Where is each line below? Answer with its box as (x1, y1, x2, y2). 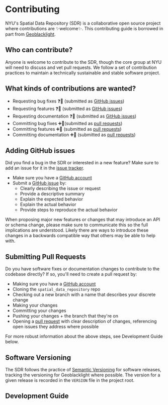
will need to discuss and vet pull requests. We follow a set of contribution (5, 64, 157, 70)
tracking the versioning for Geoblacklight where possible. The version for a (5, 372, 160, 378)
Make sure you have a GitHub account (12, 175, 92, 181)
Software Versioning (5, 353, 71, 362)
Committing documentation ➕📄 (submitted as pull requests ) (12, 132, 136, 138)
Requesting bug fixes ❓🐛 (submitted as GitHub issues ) (12, 98, 125, 104)
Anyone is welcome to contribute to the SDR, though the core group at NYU (5, 59, 162, 65)
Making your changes (12, 302, 58, 309)
